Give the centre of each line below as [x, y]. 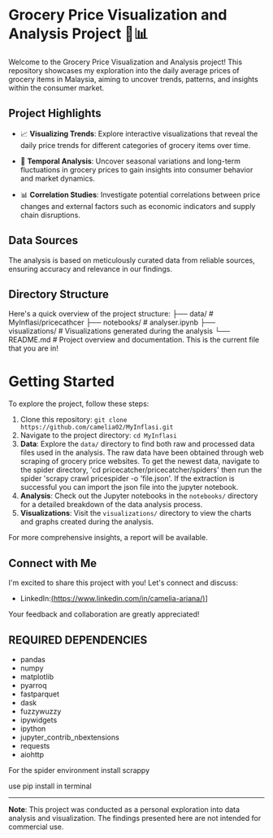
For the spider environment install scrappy [79, 770]
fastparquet [39, 694]
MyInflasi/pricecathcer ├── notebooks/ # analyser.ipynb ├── [112, 322]
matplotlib [37, 676]
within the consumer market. [56, 88]
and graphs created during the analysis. [87, 522]
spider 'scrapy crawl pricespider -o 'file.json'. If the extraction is [127, 478]
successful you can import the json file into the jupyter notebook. [129, 487]
